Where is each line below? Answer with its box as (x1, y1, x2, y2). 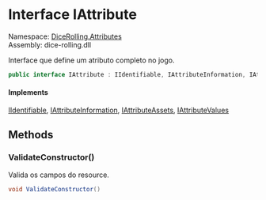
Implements (8, 88, 49, 97)
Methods (8, 128, 54, 142)
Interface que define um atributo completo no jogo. (8, 55, 175, 65)
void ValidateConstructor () (8, 185, 101, 193)
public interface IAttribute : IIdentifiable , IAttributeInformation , (8, 70, 246, 78)
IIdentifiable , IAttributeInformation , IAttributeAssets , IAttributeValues (8, 105, 230, 115)
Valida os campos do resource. (8, 170, 109, 179)
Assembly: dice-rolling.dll (8, 40, 92, 49)
